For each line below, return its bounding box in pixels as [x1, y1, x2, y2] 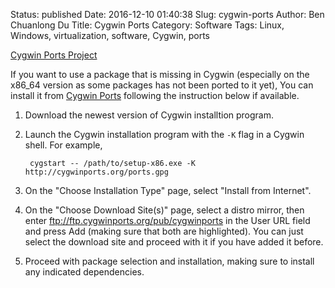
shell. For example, [24, 139, 103, 151]
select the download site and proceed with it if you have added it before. [24, 236, 324, 248]
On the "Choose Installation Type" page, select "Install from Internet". [24, 185, 312, 196]
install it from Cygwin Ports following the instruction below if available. [10, 90, 300, 101]
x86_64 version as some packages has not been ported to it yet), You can [10, 79, 314, 91]
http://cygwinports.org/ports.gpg [24, 167, 169, 177]
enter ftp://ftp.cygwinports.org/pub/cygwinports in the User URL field [24, 215, 311, 226]
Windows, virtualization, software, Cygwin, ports [10, 30, 210, 41]
